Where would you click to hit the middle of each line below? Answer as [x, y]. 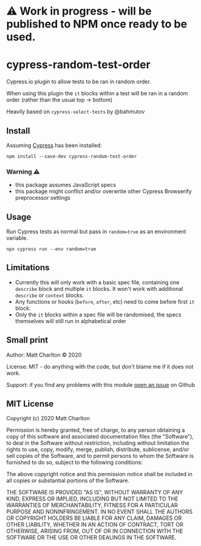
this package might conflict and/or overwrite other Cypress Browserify [104, 191]
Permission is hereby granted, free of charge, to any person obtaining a [96, 430]
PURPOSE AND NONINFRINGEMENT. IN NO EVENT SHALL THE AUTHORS [100, 512]
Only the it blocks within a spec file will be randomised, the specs [98, 315]
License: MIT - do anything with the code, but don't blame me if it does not [100, 366]
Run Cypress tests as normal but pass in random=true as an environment [96, 231]
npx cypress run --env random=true [51, 249]
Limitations [28, 268]
